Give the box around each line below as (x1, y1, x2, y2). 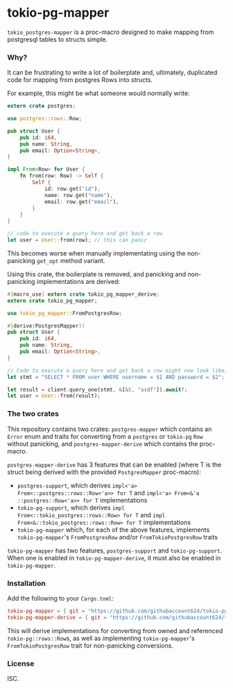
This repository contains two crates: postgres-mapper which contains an (7, 425, 212, 433)
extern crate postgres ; (7, 103, 76, 110)
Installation (7, 578, 46, 588)
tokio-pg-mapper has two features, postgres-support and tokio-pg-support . (7, 546, 223, 555)
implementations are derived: (37, 277, 120, 285)
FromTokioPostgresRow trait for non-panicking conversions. (7, 641, 173, 650)
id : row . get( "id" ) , (44, 185, 101, 192)
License (7, 658, 35, 668)
